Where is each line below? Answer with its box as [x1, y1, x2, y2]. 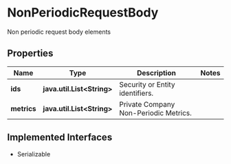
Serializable [16, 150, 51, 158]
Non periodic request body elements [7, 28, 111, 36]
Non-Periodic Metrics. [119, 108, 192, 118]
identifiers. [119, 88, 154, 98]
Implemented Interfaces [7, 132, 113, 143]
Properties [7, 48, 54, 59]
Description [137, 68, 177, 77]
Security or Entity [119, 79, 175, 89]
